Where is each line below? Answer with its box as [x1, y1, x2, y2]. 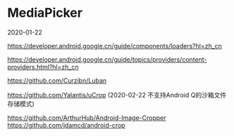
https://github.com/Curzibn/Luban [7, 76, 107, 85]
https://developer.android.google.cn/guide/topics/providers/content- [7, 55, 207, 64]
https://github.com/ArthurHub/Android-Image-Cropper [7, 114, 166, 122]
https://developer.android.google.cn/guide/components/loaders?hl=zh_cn [7, 41, 222, 50]
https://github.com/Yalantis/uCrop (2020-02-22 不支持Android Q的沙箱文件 [7, 90, 227, 99]
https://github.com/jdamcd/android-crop [7, 121, 125, 129]
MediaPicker [7, 5, 83, 21]
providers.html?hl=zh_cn [7, 62, 79, 71]
